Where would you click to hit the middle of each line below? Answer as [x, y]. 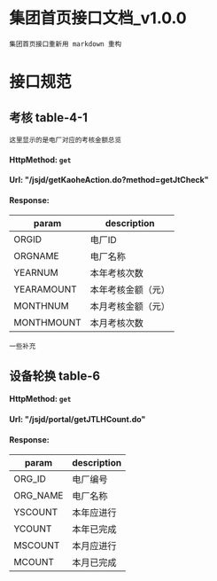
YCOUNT [33, 529]
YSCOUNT [36, 513]
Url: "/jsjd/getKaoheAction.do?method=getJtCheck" [109, 180]
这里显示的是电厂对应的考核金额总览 [66, 140]
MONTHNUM [41, 306]
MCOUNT [34, 562]
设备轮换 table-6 [54, 376]
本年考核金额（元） [130, 290]
